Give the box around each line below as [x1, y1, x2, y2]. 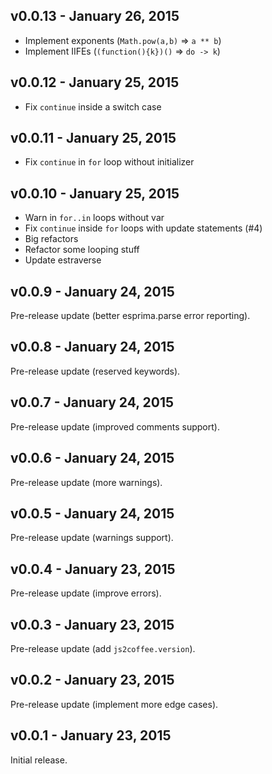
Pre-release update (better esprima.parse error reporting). [10, 310, 251, 322]
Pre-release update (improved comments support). [10, 420, 220, 433]
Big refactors [24, 233, 79, 245]
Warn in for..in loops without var [24, 212, 165, 224]
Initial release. [10, 754, 68, 766]
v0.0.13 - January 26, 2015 [10, 8, 180, 25]
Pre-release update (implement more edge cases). [10, 698, 219, 710]
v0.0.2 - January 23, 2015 [10, 672, 175, 689]
